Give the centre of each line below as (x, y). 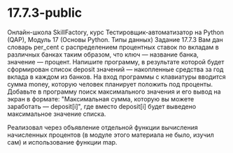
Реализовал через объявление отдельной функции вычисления (103, 127)
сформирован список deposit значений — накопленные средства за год (115, 69)
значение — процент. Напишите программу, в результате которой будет (116, 61)
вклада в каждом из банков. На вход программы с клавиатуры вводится (116, 76)
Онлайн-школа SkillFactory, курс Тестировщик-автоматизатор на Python (116, 32)
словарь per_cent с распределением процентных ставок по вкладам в (113, 47)
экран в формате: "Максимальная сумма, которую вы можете (101, 99)
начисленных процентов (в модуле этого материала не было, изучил (111, 135)
